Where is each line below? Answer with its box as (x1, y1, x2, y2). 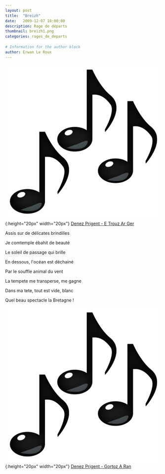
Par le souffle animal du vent (5, 268, 63, 274)
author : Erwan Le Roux (5, 49, 52, 54)
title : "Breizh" (5, 13, 41, 18)
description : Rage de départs (5, 24, 68, 29)
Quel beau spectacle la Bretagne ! (5, 297, 74, 303)
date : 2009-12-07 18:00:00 (5, 18, 65, 23)
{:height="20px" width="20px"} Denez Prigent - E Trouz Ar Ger (5, 220, 134, 226)
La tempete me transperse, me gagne (5, 278, 82, 284)
